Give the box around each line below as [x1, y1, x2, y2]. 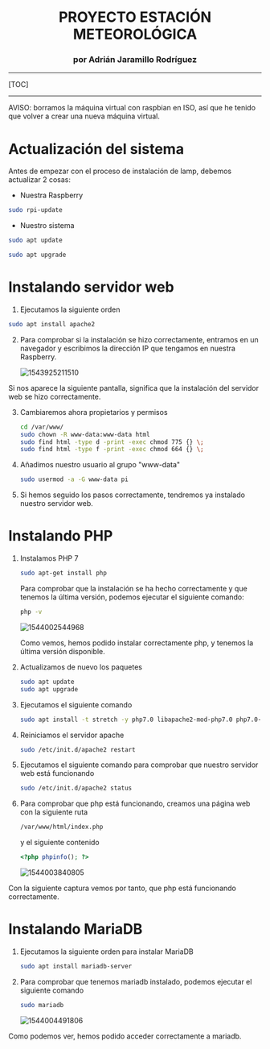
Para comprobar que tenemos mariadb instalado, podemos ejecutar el [19, 976, 252, 986]
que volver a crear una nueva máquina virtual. [8, 111, 161, 121]
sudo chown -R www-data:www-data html [19, 430, 150, 438]
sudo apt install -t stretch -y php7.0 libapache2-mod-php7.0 [19, 715, 233, 724]
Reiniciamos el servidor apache [19, 730, 125, 740]
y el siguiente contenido [19, 838, 100, 848]
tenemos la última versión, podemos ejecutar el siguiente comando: [19, 592, 245, 602]
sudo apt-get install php [19, 569, 107, 578]
